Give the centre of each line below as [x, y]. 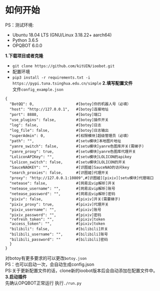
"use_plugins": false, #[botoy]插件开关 [59, 120]
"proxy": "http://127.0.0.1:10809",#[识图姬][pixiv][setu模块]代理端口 [82, 178]
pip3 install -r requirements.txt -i [51, 78]
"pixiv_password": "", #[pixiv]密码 [55, 215]
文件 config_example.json [38, 89]
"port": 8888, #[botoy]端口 [55, 114]
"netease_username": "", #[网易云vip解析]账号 [62, 189]
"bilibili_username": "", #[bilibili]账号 [59, 234]
